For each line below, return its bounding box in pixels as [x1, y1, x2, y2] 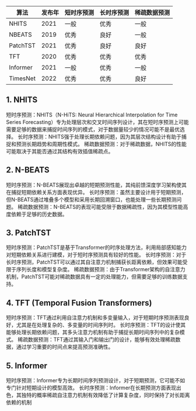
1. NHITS [6, 95, 38, 105]
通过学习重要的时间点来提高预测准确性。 [16, 343, 114, 350]
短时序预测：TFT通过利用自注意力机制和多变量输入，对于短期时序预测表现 [6, 314, 185, 321]
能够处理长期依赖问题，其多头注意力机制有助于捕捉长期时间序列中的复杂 [6, 329, 180, 336]
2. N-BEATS [6, 165, 50, 175]
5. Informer [6, 361, 48, 371]
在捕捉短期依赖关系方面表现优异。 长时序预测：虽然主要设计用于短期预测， [6, 188, 187, 195]
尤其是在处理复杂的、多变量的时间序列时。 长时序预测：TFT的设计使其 [16, 322, 186, 329]
